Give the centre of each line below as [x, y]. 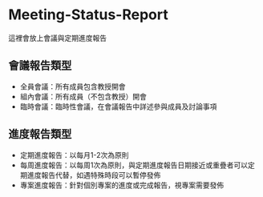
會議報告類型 [40, 66]
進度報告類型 [40, 134]
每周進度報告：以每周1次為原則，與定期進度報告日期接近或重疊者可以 [134, 165]
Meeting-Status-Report [88, 15]
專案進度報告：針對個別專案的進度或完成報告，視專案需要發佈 [122, 185]
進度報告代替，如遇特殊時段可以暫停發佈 [94, 175]
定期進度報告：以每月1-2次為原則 [74, 155]
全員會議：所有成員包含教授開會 [73, 86]
